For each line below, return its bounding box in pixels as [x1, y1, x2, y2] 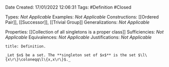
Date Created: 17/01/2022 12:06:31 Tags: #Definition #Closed [5, 4, 132, 10]
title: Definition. [5, 44, 46, 49]
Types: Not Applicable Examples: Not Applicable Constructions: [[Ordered [5, 14, 159, 19]
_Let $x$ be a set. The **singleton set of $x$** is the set [5, 52, 136, 57]
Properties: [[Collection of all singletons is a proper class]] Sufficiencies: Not [5, 29, 164, 34]
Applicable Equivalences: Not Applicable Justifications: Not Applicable [5, 34, 152, 40]
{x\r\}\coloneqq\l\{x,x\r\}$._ [5, 57, 71, 62]
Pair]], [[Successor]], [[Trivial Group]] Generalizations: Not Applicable [5, 19, 150, 25]
